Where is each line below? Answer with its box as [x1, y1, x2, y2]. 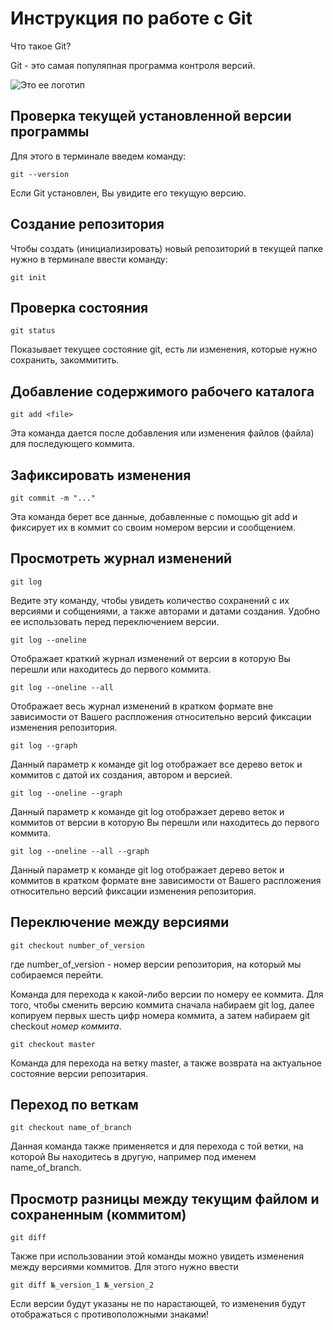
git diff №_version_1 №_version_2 [10, 1280, 155, 1291]
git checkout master [10, 1039, 97, 1049]
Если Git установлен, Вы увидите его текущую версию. [10, 187, 247, 199]
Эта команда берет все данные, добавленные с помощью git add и [10, 511, 298, 522]
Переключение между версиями [10, 914, 230, 931]
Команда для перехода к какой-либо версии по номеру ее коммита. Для [10, 988, 324, 1000]
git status [10, 326, 56, 336]
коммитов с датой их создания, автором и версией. [10, 768, 233, 781]
